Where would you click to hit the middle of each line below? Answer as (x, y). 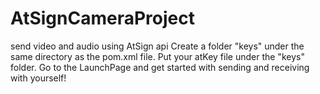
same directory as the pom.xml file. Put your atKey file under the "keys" (157, 56)
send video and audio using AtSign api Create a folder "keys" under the (157, 46)
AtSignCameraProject (102, 18)
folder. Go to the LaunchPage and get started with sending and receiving (160, 67)
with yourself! (38, 78)
